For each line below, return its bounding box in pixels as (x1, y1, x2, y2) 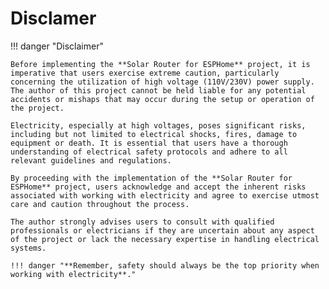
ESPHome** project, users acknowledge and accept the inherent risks (10, 182, 307, 192)
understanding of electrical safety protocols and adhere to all (10, 147, 288, 157)
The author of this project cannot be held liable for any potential (10, 85, 307, 96)
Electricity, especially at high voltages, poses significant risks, (10, 120, 307, 131)
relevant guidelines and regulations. (10, 155, 172, 166)
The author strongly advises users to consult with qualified (10, 217, 275, 227)
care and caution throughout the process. (10, 199, 190, 209)
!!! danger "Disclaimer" (10, 40, 104, 52)
